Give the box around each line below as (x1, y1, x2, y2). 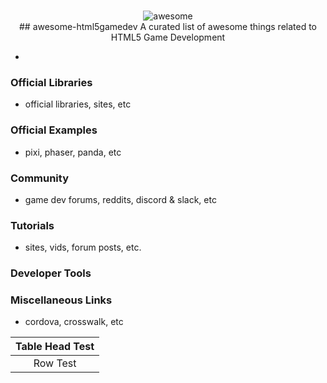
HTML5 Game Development (110, 31, 226, 43)
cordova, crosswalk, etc (24, 316, 124, 328)
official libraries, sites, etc (24, 98, 132, 110)
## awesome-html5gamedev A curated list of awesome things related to (18, 21, 318, 32)
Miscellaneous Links (10, 293, 113, 307)
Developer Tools (10, 266, 92, 280)
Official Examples (10, 123, 98, 137)
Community (10, 171, 69, 185)
